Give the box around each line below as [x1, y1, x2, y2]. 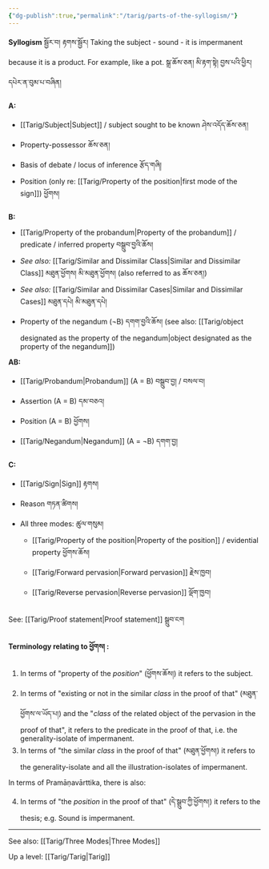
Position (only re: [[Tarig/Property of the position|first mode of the [19, 176, 238, 186]
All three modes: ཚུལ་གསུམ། [19, 518, 104, 529]
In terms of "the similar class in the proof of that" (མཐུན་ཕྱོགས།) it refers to [19, 746, 255, 755]
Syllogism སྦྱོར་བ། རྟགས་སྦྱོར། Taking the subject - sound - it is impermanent [8, 37, 243, 46]
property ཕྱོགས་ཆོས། [31, 547, 90, 557]
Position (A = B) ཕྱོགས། [19, 416, 90, 425]
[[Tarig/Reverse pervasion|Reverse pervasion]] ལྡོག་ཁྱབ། [31, 587, 211, 597]
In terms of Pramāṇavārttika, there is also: [8, 778, 147, 787]
